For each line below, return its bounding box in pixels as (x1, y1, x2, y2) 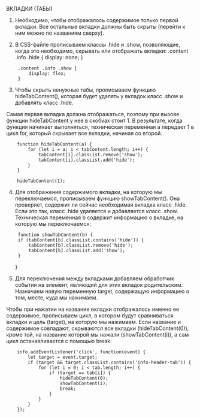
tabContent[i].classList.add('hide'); (38, 157, 135, 163)
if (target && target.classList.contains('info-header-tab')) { (28, 359, 192, 365)
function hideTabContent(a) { (17, 141, 93, 147)
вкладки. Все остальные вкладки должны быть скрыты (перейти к (14, 23, 186, 30)
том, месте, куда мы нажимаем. (14, 294, 98, 301)
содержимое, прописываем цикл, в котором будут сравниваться (6, 312, 174, 319)
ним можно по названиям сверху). (14, 29, 105, 37)
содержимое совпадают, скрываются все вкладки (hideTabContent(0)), (6, 325, 189, 332)
